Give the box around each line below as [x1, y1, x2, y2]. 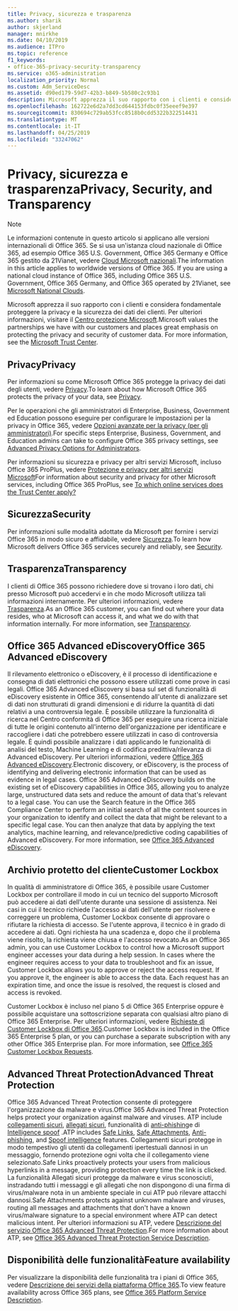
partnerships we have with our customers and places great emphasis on [7, 323, 218, 331]
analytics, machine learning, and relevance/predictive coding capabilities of [7, 828, 228, 837]
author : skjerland [7, 23, 62, 31]
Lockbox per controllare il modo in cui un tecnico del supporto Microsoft [7, 890, 218, 899]
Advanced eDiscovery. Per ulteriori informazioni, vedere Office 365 [7, 753, 204, 762]
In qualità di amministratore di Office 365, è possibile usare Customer [7, 883, 210, 892]
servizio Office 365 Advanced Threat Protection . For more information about [7, 1226, 229, 1235]
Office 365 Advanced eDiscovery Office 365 [7, 640, 205, 652]
